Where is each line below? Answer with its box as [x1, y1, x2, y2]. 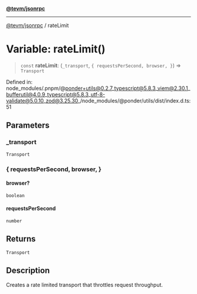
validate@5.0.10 [6, 97, 44, 104]
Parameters [6, 121, 50, 131]
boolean [6, 192, 25, 199]
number [6, 218, 22, 224]
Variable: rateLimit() [6, 42, 106, 56]
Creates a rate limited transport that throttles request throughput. [6, 281, 163, 288]
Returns [6, 234, 36, 244]
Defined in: [6, 78, 33, 85]
